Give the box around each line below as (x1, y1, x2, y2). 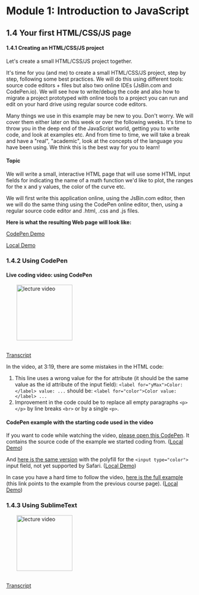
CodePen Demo (6, 230, 45, 237)
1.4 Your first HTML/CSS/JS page (6, 28, 132, 38)
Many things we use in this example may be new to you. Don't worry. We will (6, 112, 194, 119)
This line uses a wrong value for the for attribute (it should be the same (14, 375, 189, 382)
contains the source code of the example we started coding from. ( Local (6, 438, 184, 445)
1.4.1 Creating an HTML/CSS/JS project (6, 45, 105, 52)
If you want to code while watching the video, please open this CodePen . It (6, 432, 189, 439)
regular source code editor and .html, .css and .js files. (6, 207, 140, 214)
